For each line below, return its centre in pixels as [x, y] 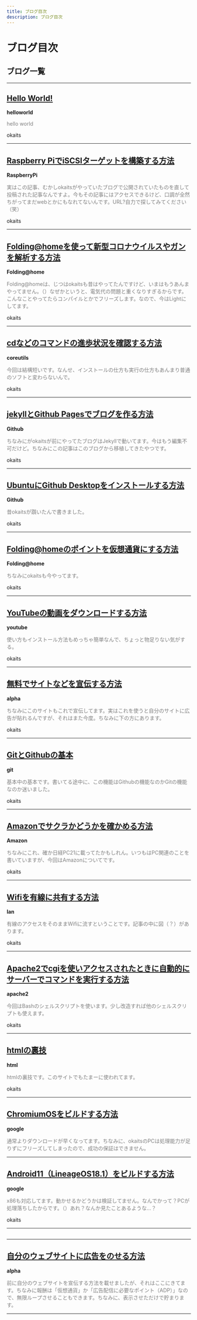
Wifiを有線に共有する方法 [53, 897]
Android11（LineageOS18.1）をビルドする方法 [90, 1174]
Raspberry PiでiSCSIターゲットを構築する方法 [91, 161]
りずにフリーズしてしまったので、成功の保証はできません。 [78, 1148]
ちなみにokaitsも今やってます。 [44, 576]
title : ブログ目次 [27, 11]
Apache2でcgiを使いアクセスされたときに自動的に [98, 968]
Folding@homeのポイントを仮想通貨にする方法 [93, 549]
